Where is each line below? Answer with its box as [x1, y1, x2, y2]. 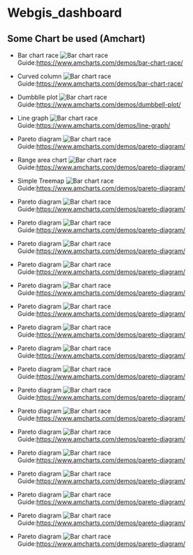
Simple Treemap [17, 176, 65, 185]
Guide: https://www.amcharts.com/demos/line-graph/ [17, 121, 171, 130]
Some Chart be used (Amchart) [7, 33, 146, 45]
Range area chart [17, 155, 68, 164]
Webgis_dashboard [7, 5, 123, 21]
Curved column [17, 72, 62, 80]
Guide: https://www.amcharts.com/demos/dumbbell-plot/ [17, 100, 181, 109]
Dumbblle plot [17, 93, 58, 101]
